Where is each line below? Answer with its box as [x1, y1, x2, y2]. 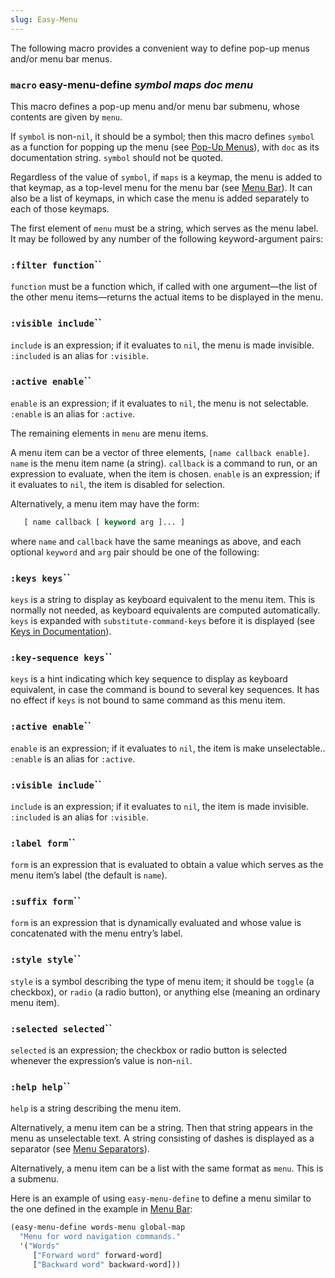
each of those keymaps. [10, 202, 110, 215]
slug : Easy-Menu [10, 14, 78, 25]
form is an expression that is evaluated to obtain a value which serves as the [10, 859, 324, 871]
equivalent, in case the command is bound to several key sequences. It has [10, 684, 320, 696]
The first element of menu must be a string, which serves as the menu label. [10, 222, 319, 234]
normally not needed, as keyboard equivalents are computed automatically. [10, 604, 321, 616]
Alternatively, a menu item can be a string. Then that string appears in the [10, 1122, 313, 1134]
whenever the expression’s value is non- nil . [10, 1055, 193, 1067]
